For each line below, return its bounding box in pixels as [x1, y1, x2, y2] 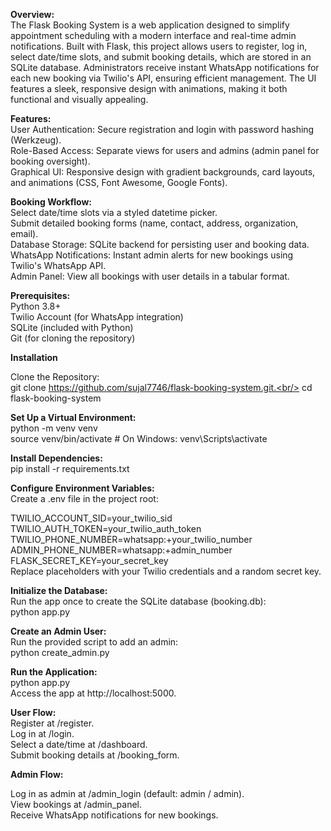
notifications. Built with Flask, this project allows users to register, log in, [10, 40, 308, 52]
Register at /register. [10, 717, 95, 729]
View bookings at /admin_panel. [10, 799, 143, 810]
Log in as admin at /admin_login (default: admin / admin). [10, 788, 245, 799]
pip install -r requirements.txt [10, 463, 130, 474]
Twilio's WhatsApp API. [10, 260, 107, 271]
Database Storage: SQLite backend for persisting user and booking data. [10, 239, 310, 250]
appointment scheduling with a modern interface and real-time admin [10, 30, 297, 41]
